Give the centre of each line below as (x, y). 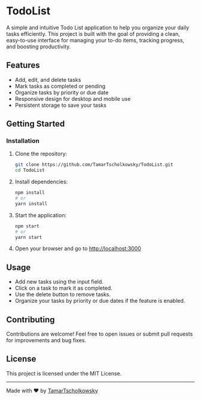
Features (23, 65)
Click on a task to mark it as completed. (63, 288)
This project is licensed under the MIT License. (64, 373)
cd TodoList (30, 170)
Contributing (31, 320)
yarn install (31, 204)
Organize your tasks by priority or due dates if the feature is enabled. (100, 301)
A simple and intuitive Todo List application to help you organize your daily (98, 27)
